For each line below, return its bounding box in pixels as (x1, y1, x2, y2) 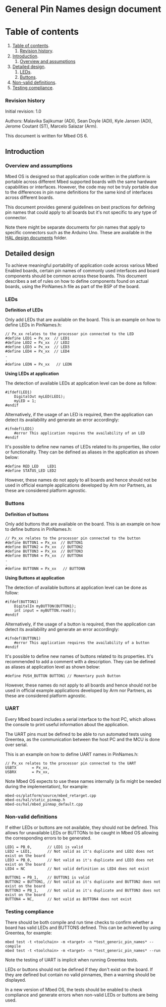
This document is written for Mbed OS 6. (5, 133, 88, 139)
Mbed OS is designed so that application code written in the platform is (5, 174, 150, 180)
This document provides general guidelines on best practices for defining (5, 204, 155, 210)
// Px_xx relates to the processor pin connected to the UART (5, 760, 136, 766)
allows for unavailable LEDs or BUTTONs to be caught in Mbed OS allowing (5, 830, 159, 836)
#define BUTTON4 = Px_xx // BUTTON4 (5, 553, 83, 558)
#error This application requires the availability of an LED (14, 431, 145, 436)
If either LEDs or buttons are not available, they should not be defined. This (5, 824, 159, 830)
